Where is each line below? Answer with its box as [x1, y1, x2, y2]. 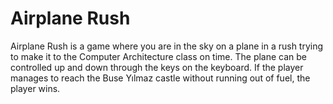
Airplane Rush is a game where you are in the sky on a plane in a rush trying [10, 40, 324, 52]
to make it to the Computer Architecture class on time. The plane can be [10, 50, 308, 62]
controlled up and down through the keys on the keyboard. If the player [10, 61, 304, 73]
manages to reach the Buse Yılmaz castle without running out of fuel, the [10, 72, 311, 84]
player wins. [10, 82, 61, 94]
